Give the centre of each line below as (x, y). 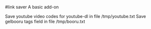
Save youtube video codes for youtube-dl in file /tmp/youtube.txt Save (75, 16)
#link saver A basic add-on (32, 7)
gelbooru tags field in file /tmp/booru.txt (45, 22)
